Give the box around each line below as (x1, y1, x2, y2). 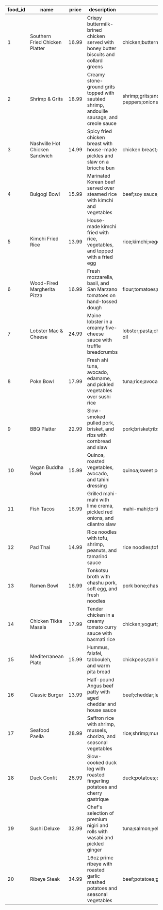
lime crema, (87, 503, 114, 509)
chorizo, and (87, 733, 115, 740)
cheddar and (87, 701, 116, 707)
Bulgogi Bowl (30, 191, 60, 197)
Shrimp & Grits (30, 96, 63, 102)
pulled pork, (87, 420, 114, 426)
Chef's (87, 804, 103, 810)
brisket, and (87, 425, 114, 432)
